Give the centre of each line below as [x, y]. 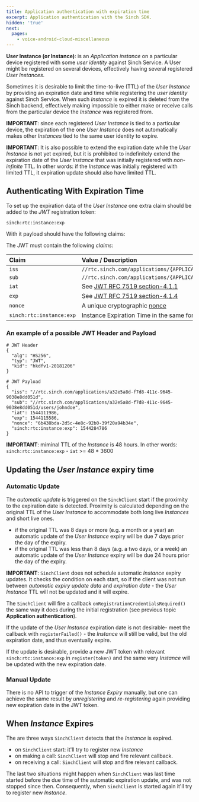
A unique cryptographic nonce [124, 305]
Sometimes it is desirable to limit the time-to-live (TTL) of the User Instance [98, 86]
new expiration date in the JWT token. [52, 705]
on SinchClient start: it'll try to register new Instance [79, 749]
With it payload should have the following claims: [66, 234]
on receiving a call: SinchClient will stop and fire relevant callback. [96, 762]
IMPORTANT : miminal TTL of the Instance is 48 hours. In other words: [92, 445]
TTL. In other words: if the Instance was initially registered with [101, 166]
